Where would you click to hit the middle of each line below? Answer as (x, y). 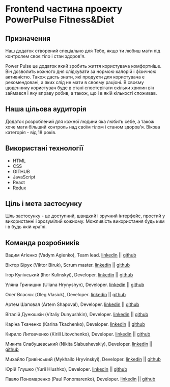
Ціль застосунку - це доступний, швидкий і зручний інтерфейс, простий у (85, 216)
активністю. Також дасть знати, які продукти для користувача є (75, 77)
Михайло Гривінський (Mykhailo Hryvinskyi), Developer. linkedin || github (83, 359)
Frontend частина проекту (64, 9)
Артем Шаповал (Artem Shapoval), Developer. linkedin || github (72, 304)
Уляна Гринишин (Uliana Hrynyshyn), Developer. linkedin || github (75, 285)
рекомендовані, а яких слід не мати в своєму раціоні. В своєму (75, 82)
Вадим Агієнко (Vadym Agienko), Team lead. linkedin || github (71, 255)
